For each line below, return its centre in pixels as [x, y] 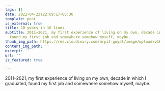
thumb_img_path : [22, 42]
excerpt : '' [17, 51]
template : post [21, 19]
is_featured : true [24, 60]
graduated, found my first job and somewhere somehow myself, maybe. [78, 84]
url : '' [13, 55]
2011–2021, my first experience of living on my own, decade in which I [76, 78]
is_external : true [24, 23]
